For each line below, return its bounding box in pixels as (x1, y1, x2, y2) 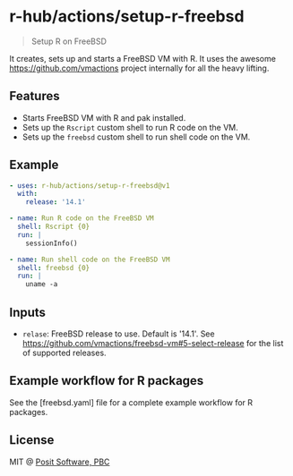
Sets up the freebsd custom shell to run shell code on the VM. (22, 132, 251, 142)
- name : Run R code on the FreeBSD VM (9, 214, 154, 223)
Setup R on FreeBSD (30, 36, 108, 47)
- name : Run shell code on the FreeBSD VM (9, 255, 170, 264)
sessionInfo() (25, 239, 78, 248)
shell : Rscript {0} (17, 222, 90, 232)
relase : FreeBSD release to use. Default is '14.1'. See (22, 328, 215, 339)
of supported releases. (22, 347, 107, 358)
